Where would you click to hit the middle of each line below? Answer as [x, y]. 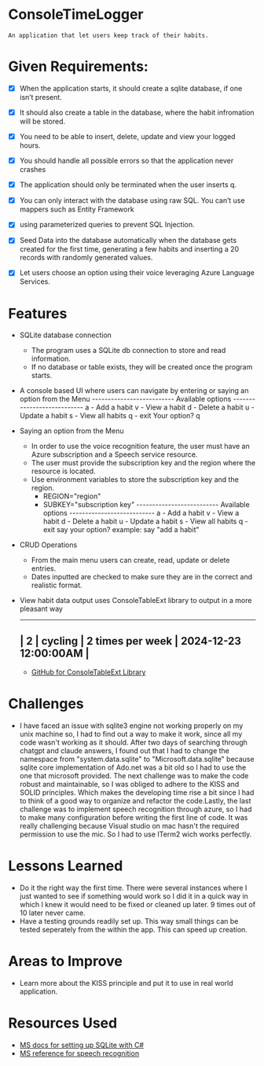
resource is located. [63, 471]
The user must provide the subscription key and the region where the [143, 463]
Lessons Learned [66, 866]
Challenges [46, 704]
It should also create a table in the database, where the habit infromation [137, 112]
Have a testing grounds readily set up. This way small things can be [129, 921]
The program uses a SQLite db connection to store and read [128, 351]
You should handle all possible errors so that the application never [126, 161]
